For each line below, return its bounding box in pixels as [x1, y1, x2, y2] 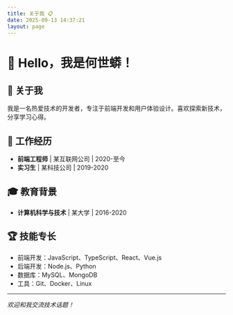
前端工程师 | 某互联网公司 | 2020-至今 [17, 155, 126, 163]
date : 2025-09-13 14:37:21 [7, 17, 85, 24]
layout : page [7, 23, 45, 30]
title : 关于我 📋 [7, 10, 53, 17]
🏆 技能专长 [7, 231, 57, 242]
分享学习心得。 [7, 113, 50, 121]
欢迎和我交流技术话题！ [7, 300, 74, 309]
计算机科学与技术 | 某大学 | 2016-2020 [17, 208, 127, 217]
